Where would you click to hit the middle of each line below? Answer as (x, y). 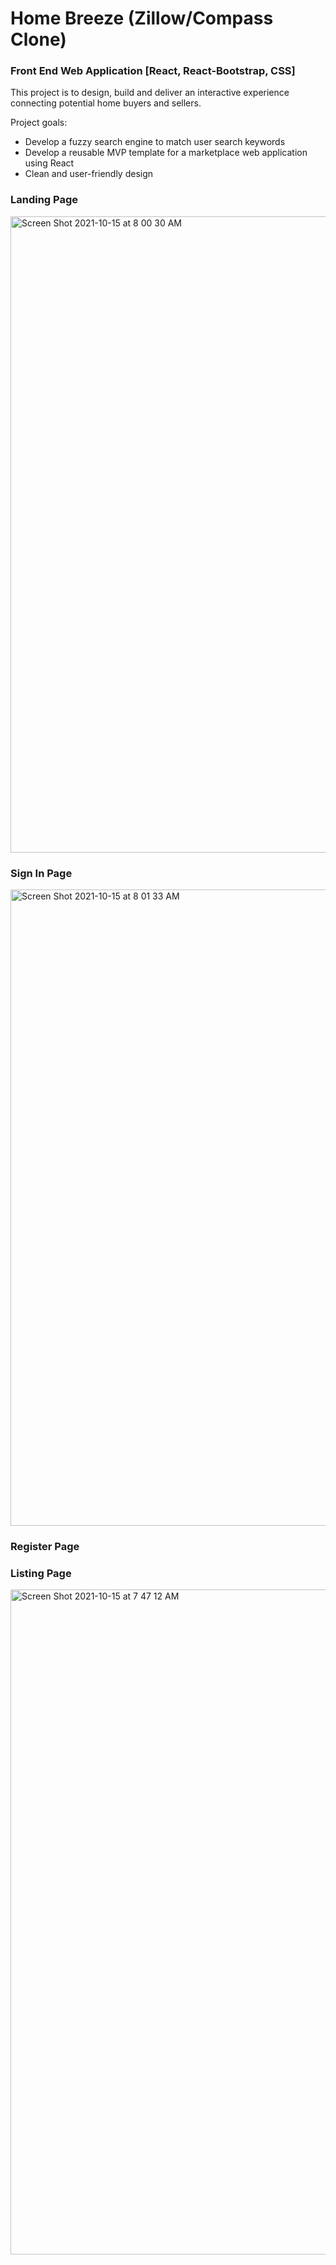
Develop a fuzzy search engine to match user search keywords (155, 142)
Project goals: (39, 123)
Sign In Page (41, 873)
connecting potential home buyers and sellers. (106, 103)
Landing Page (44, 200)
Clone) (38, 39)
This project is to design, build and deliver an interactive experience (150, 93)
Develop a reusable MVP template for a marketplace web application (166, 153)
